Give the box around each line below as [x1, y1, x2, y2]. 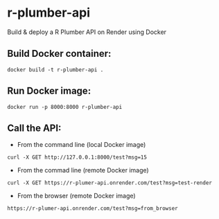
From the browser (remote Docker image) [17, 192, 137, 200]
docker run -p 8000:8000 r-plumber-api [7, 103, 123, 110]
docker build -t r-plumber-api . [7, 66, 104, 73]
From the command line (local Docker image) [17, 141, 146, 149]
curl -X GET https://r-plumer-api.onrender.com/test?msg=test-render [7, 179, 213, 186]
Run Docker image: [7, 85, 91, 97]
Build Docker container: [7, 48, 112, 60]
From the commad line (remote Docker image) [17, 166, 149, 175]
